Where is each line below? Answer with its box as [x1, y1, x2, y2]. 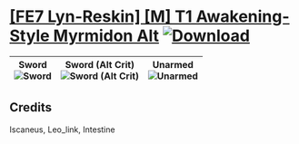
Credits [9, 100, 53, 115]
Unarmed [152, 58, 194, 71]
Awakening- [195, 6, 290, 27]
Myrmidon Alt [53, 25, 160, 46]
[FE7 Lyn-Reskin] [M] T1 [9, 6, 193, 27]
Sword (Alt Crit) [65, 58, 135, 71]
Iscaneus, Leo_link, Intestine [9, 124, 115, 135]
